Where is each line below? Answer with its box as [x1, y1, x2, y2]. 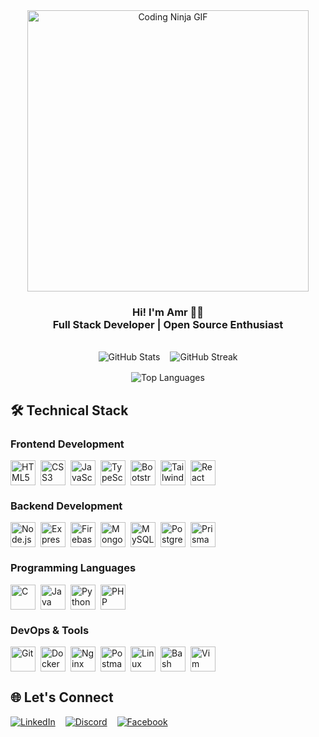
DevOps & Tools [10, 623, 90, 637]
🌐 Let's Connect [10, 689, 114, 706]
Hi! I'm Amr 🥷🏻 [131, 305, 205, 319]
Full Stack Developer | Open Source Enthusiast [52, 317, 284, 331]
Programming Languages [10, 561, 137, 575]
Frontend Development [10, 437, 125, 451]
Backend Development [10, 499, 123, 513]
